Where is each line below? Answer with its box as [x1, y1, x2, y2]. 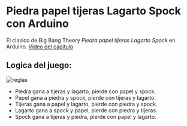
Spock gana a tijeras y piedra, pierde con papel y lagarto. [14, 113, 157, 120]
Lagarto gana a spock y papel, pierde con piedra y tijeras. [14, 106, 158, 114]
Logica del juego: [6, 60, 72, 70]
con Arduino [6, 17, 69, 30]
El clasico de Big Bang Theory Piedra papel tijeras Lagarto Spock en [6, 36, 176, 44]
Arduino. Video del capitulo [6, 43, 74, 50]
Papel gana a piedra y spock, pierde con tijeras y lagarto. [14, 94, 156, 101]
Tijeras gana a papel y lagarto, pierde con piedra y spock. [14, 100, 158, 107]
